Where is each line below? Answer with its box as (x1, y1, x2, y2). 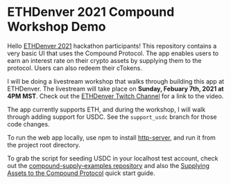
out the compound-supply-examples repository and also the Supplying (7, 161, 210, 169)
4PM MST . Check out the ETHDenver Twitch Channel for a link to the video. (7, 91, 224, 100)
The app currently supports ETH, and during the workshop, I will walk (7, 105, 206, 113)
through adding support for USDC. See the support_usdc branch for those (7, 112, 217, 121)
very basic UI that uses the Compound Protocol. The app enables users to (7, 49, 219, 57)
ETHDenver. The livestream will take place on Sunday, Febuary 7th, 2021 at (7, 84, 224, 93)
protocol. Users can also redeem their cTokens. (7, 64, 142, 72)
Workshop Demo (7, 19, 106, 35)
